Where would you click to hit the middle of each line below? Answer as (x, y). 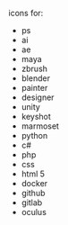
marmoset (40, 126)
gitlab (32, 202)
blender (36, 78)
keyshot (36, 117)
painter (34, 88)
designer (38, 97)
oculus (34, 212)
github (33, 193)
